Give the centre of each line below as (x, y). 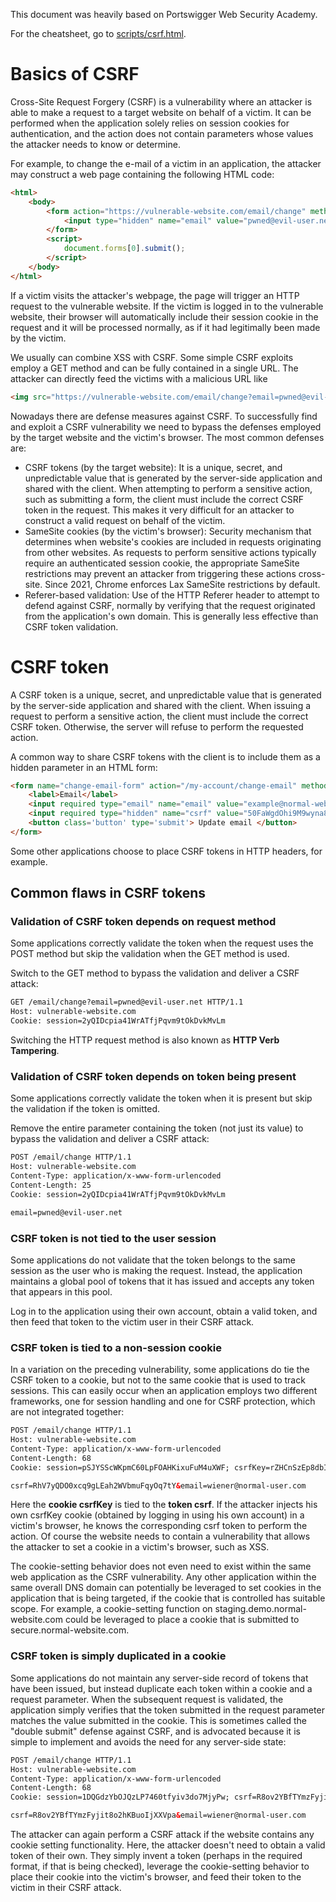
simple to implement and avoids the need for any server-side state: (148, 1741)
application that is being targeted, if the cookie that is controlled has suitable (168, 1598)
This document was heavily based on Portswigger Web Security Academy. (164, 14)
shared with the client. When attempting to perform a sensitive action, (168, 488)
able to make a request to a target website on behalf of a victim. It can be (161, 112)
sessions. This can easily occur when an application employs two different (164, 1391)
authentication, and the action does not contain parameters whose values (162, 133)
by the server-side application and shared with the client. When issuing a (161, 705)
